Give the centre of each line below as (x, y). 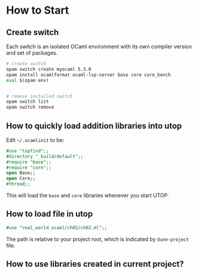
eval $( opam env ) (28, 80)
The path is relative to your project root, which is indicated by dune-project (98, 239)
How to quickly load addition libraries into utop (94, 126)
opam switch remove (30, 108)
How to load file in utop (49, 214)
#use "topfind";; (28, 151)
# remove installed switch (39, 96)
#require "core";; (29, 167)
